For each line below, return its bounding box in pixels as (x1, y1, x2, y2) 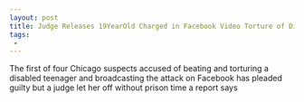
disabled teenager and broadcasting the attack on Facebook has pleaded (9, 73, 283, 84)
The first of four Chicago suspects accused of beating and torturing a (9, 63, 270, 74)
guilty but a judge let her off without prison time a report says (9, 82, 238, 93)
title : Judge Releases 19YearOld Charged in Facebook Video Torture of (9, 22, 285, 31)
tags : (9, 30, 30, 39)
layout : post (9, 13, 59, 23)
